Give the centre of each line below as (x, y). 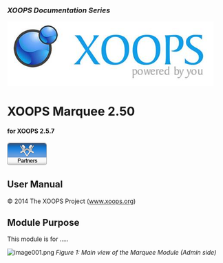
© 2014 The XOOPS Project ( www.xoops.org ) (72, 201)
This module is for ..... (38, 239)
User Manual (35, 185)
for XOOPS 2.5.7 (31, 131)
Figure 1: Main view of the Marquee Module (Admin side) (136, 253)
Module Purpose (43, 222)
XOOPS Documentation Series (59, 10)
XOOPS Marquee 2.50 (71, 112)
